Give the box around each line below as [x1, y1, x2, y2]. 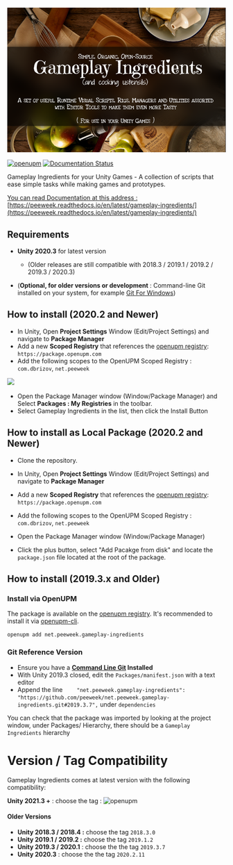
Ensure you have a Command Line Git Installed [17, 663, 153, 671]
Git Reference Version [7, 648, 83, 657]
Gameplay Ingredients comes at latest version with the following [7, 775, 191, 784]
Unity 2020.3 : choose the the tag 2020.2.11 [17, 850, 146, 858]
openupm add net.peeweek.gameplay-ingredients [7, 632, 144, 639]
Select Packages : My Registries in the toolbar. [17, 399, 153, 407]
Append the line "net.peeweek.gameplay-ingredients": [17, 685, 186, 693]
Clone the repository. [17, 456, 78, 464]
